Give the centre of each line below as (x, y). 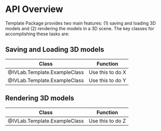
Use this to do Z (107, 120)
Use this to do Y (107, 80)
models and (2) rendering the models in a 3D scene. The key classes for (80, 28)
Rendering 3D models (40, 98)
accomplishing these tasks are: (37, 34)
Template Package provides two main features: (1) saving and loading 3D (81, 23)
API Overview (34, 9)
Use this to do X (107, 72)
